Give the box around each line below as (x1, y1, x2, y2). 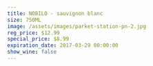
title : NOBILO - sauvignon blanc (7, 10, 103, 17)
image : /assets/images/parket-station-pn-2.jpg (7, 23, 147, 30)
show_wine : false (7, 49, 57, 56)
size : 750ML (7, 16, 41, 23)
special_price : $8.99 (7, 36, 70, 43)
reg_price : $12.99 (7, 29, 60, 36)
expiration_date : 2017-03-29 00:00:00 (7, 42, 119, 49)
